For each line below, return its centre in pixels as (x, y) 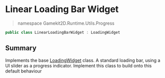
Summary (21, 48)
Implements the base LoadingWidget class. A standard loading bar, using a (83, 60)
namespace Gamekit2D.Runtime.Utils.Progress (66, 23)
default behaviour (23, 71)
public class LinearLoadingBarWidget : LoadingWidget (63, 32)
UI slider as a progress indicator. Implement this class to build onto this (78, 65)
